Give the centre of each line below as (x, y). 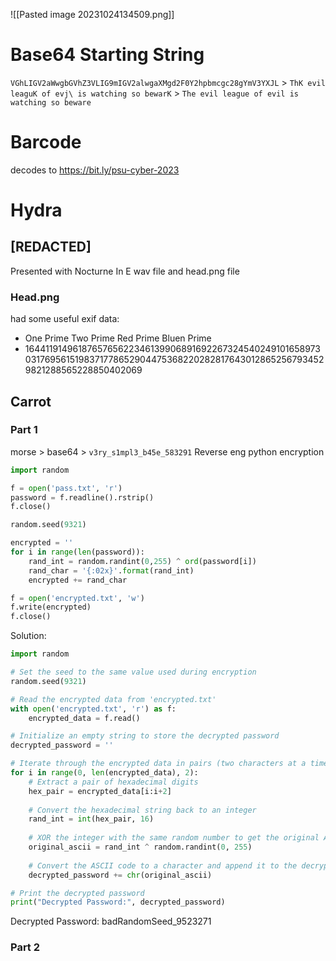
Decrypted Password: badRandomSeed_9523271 (111, 921)
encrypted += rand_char (78, 580)
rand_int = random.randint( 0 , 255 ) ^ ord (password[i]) (142, 561)
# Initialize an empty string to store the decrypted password (145, 736)
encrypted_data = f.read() (84, 718)
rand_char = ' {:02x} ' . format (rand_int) (111, 570)
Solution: (28, 636)
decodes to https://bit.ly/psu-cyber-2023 (95, 170)
